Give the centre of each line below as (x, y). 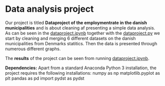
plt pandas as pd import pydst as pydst (45, 78)
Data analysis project (49, 9)
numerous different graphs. (33, 49)
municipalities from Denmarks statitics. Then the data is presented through (81, 43)
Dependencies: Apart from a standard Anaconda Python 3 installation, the (81, 68)
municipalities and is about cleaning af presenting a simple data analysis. (80, 28)
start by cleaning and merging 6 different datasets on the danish (70, 38)
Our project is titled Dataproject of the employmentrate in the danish (76, 23)
